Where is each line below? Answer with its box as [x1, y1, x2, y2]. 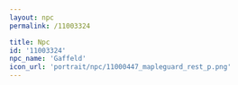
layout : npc [9, 13, 54, 22]
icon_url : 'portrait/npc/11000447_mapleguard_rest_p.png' [9, 63, 232, 72]
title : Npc [9, 38, 50, 47]
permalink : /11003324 [9, 21, 91, 30]
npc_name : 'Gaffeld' [9, 55, 87, 64]
